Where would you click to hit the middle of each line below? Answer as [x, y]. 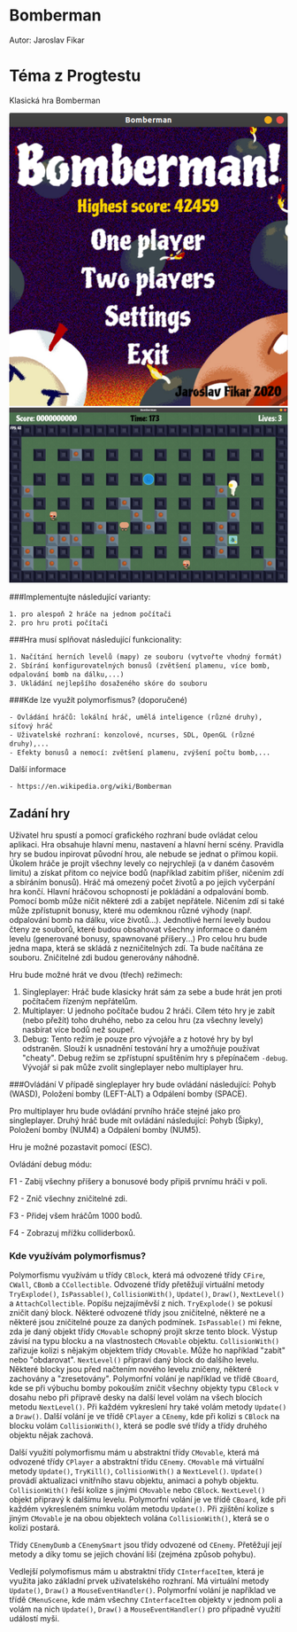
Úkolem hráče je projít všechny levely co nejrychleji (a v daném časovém [142, 863]
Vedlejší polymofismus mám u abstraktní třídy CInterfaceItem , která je [137, 1572]
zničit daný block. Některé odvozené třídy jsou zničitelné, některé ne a [137, 1313]
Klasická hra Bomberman [55, 100]
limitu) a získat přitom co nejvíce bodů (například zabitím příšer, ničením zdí [147, 872]
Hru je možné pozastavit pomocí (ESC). [81, 1147]
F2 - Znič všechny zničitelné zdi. [69, 1199]
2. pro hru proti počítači [59, 623]
